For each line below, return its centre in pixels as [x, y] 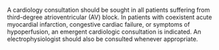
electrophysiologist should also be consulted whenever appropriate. [103, 39]
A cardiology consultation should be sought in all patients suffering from [108, 10]
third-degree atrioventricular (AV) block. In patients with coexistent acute [110, 17]
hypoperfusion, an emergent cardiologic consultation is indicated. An [104, 32]
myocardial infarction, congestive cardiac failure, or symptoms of [99, 24]
